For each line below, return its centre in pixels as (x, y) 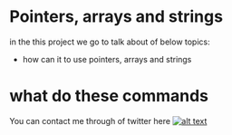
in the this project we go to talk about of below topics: (110, 42)
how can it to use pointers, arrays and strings (107, 59)
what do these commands (109, 96)
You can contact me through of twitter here (90, 121)
